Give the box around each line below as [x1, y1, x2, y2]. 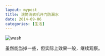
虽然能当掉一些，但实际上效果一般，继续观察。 [5, 45, 102, 51]
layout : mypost [5, 7, 37, 12]
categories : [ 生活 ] [5, 21, 45, 26]
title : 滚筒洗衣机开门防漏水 [5, 12, 59, 17]
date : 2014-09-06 [5, 16, 42, 21]
